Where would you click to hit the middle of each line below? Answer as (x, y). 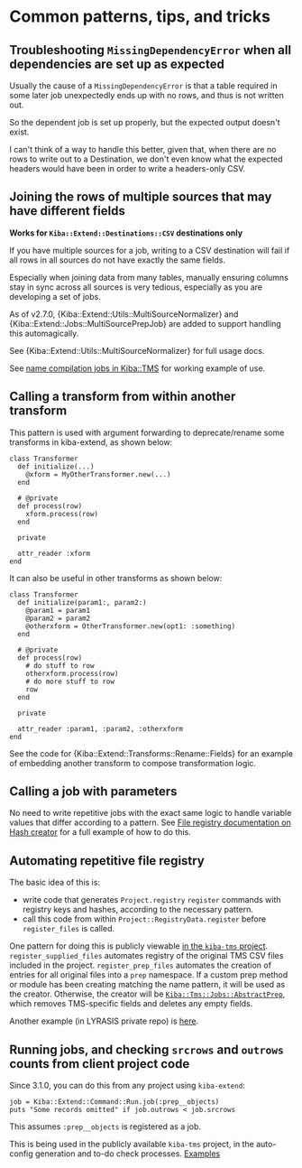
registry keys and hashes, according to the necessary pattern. (138, 910)
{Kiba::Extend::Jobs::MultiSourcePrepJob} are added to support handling (145, 323)
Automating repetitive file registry (107, 861)
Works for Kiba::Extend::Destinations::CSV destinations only (126, 233)
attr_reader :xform (54, 553)
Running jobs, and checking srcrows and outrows (146, 1049)
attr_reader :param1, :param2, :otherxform (100, 728)
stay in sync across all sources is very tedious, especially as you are (136, 287)
